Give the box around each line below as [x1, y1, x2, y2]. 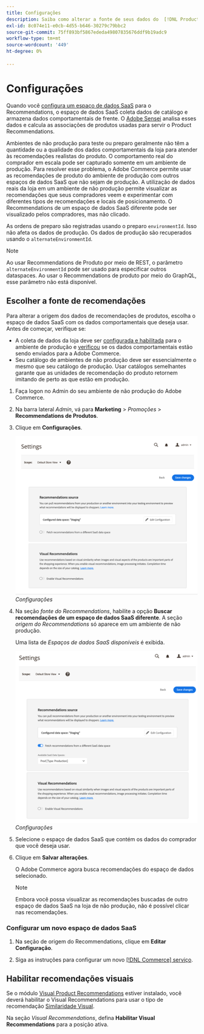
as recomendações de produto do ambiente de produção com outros [6, 172, 179, 179]
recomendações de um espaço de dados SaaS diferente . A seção [15, 614, 183, 622]
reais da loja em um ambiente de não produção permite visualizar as [6, 184, 177, 192]
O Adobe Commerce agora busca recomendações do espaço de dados [15, 866, 194, 873]
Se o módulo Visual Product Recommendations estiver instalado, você [6, 990, 182, 997]
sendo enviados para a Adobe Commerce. [15, 350, 121, 357]
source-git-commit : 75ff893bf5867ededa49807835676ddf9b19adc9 [6, 29, 167, 35]
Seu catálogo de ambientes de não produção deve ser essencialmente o [15, 356, 197, 363]
